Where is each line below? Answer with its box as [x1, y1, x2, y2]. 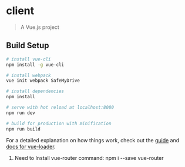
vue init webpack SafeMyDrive [6, 78, 80, 83]
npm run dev [6, 110, 35, 116]
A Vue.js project [20, 24, 60, 31]
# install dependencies [6, 88, 65, 95]
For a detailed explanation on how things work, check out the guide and [6, 136, 180, 143]
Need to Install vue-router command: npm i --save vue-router [14, 154, 164, 161]
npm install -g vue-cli [6, 62, 65, 68]
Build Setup [6, 41, 49, 51]
